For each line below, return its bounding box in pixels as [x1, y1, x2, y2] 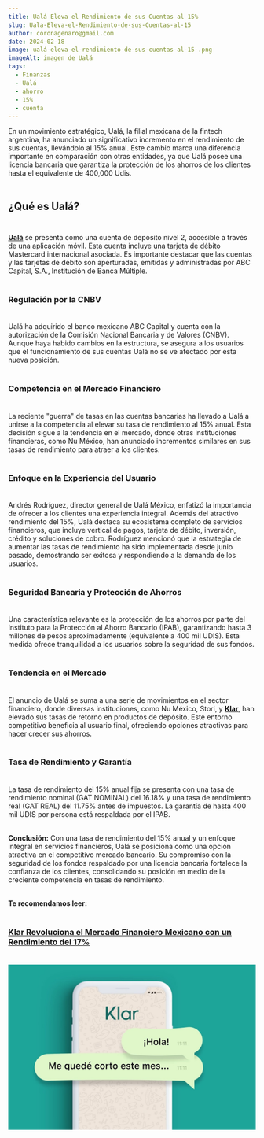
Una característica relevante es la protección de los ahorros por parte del [8, 615, 246, 624]
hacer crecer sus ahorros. [8, 729, 92, 738]
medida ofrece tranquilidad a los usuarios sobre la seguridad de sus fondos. [8, 640, 255, 649]
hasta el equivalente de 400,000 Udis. [8, 168, 132, 178]
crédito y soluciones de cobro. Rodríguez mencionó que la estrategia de [8, 534, 242, 543]
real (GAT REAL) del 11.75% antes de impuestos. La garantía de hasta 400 [8, 801, 246, 811]
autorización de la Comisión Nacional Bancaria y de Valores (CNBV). [8, 331, 229, 340]
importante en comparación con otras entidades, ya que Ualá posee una [8, 152, 243, 161]
